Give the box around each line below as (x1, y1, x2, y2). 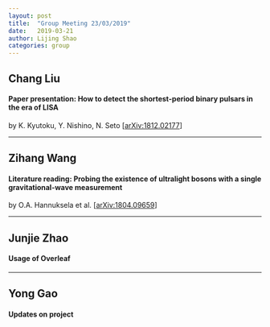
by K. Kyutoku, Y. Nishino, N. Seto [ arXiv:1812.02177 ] (8, 120, 182, 130)
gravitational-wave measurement (8, 182, 123, 192)
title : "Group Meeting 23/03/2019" (8, 19, 131, 27)
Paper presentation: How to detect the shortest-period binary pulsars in (8, 94, 253, 104)
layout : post (8, 11, 52, 20)
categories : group (8, 42, 70, 50)
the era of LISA (8, 102, 59, 113)
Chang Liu (8, 72, 60, 85)
